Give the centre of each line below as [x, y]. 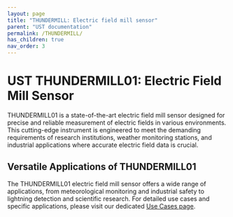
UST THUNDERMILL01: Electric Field [114, 81]
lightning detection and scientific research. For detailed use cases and [108, 198]
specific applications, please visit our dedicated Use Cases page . [101, 206]
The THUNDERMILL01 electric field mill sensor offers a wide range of [107, 183]
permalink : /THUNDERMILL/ [45, 33]
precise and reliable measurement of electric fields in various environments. [117, 122]
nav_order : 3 [26, 46]
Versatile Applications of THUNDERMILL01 [102, 167]
